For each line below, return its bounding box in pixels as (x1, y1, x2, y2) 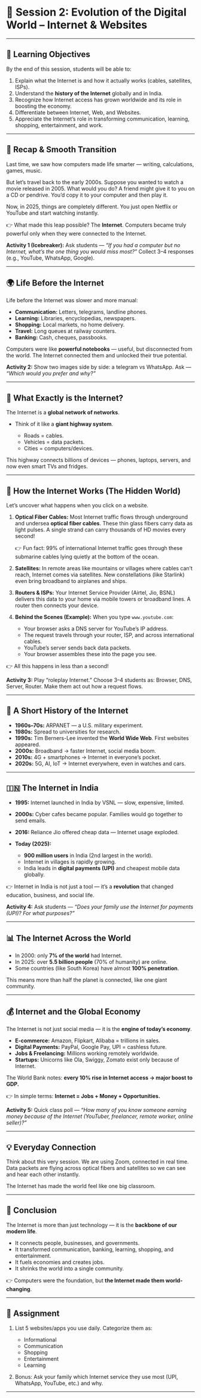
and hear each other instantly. (6, 1171, 80, 1178)
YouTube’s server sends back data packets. (23, 644, 132, 651)
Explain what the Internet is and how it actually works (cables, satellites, (14, 77, 193, 84)
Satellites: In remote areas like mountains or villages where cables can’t (14, 565, 193, 572)
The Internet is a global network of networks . (6, 409, 120, 416)
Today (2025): (14, 840, 52, 847)
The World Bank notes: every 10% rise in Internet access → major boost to (6, 1074, 193, 1081)
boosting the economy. (14, 102, 72, 110)
